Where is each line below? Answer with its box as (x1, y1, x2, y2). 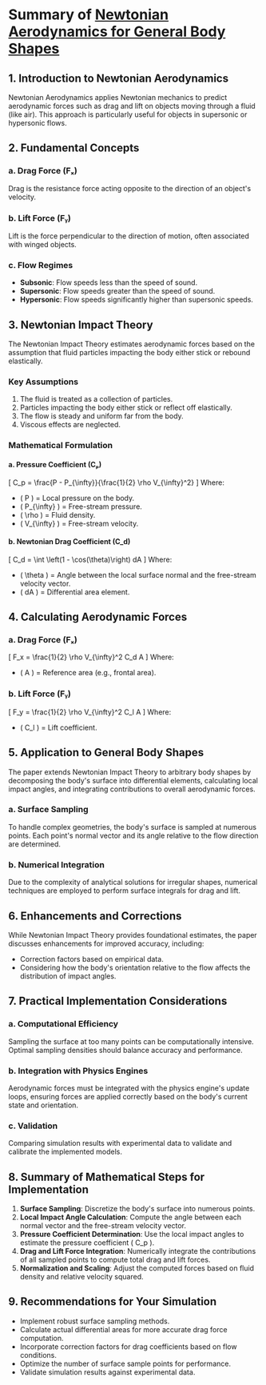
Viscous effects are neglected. (19, 420, 121, 430)
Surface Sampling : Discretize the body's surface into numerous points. (19, 1204, 256, 1214)
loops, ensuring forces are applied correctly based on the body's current (8, 1091, 248, 1101)
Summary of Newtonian (8, 6, 169, 24)
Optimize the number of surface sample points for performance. (19, 1359, 232, 1368)
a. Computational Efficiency (8, 1019, 118, 1030)
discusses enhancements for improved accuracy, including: (8, 939, 204, 948)
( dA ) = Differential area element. (19, 586, 130, 597)
